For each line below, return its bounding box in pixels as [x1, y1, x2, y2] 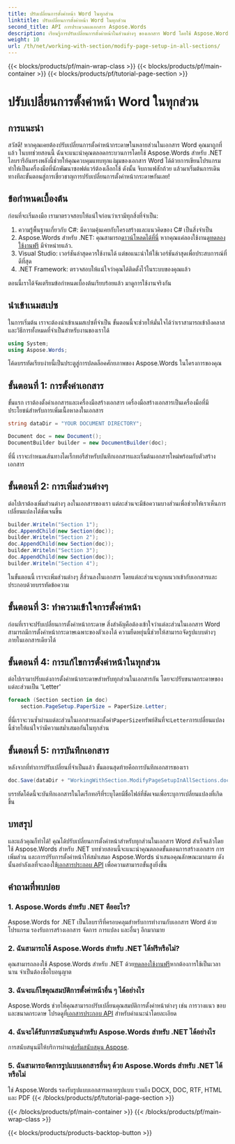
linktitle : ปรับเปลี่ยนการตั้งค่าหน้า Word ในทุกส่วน [8, 17, 126, 24]
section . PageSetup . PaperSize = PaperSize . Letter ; [20, 703, 168, 710]
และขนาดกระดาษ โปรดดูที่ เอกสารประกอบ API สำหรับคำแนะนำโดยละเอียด [8, 1009, 177, 1017]
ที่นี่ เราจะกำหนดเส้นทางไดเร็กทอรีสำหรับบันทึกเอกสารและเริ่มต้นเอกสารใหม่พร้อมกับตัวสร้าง [8, 452, 216, 460]
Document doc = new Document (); [8, 433, 102, 440]
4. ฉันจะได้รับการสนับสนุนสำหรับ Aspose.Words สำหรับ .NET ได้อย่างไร [8, 1026, 215, 1036]
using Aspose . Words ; [8, 346, 68, 353]
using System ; [8, 340, 50, 347]
